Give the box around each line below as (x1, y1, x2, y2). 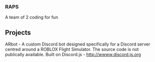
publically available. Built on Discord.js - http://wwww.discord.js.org (5, 52, 141, 58)
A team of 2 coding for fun (5, 15, 58, 20)
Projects (5, 28, 31, 37)
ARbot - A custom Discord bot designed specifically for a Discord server (5, 41, 150, 47)
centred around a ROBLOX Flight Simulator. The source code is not (5, 46, 139, 52)
